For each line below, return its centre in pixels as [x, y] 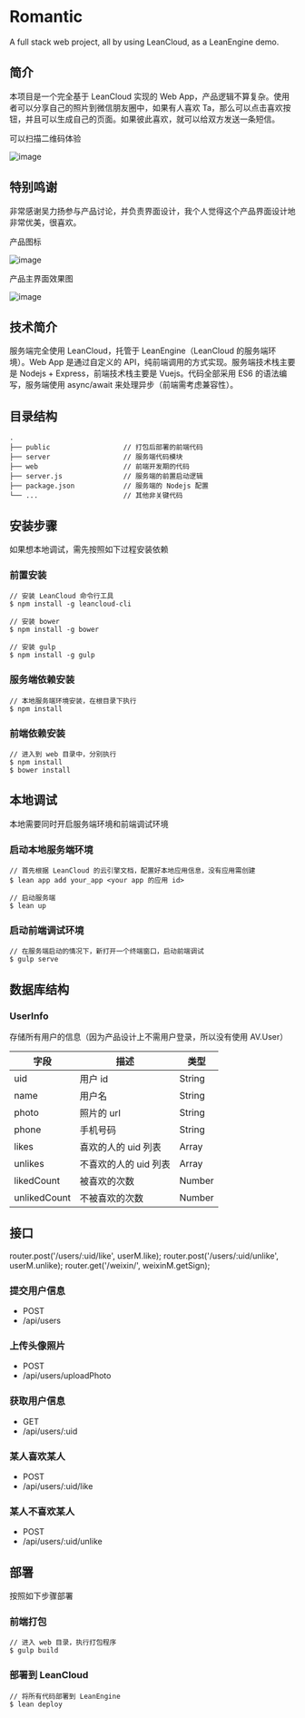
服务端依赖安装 [42, 680]
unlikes [29, 1163]
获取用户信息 [38, 1401]
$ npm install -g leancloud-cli [70, 604]
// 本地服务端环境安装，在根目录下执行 [73, 701]
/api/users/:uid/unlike [62, 1542]
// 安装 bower [35, 622]
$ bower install [40, 770]
